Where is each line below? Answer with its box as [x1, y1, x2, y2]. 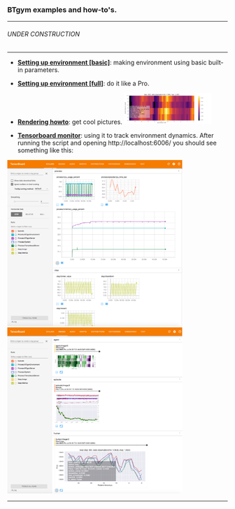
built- [208, 58, 224, 66]
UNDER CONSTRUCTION [7, 29, 80, 38]
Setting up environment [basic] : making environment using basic [17, 58, 208, 66]
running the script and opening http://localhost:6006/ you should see [17, 138, 217, 147]
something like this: [17, 145, 73, 155]
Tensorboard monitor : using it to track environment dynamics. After [17, 131, 214, 139]
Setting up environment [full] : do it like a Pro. [17, 79, 150, 87]
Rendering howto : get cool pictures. [17, 117, 122, 126]
